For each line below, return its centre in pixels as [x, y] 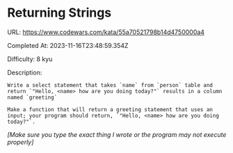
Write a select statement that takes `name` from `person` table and [110, 85]
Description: [25, 72]
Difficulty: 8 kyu [30, 59]
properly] [21, 142]
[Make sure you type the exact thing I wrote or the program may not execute [117, 134]
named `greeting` [32, 97]
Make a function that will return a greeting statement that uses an [110, 109]
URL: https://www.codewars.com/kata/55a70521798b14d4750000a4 [106, 32]
